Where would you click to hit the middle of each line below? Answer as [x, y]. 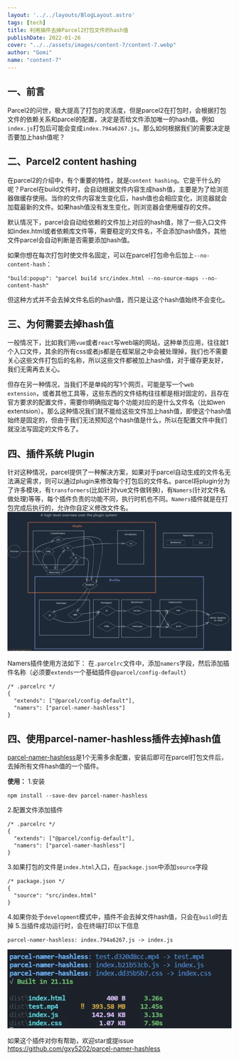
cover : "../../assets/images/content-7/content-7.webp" [92, 45]
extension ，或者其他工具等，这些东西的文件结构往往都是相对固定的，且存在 [118, 393]
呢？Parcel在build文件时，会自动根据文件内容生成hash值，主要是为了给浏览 [118, 189]
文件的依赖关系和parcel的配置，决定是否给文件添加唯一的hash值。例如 [111, 119]
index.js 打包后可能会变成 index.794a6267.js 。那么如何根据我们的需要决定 [116, 128]
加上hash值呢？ [42, 137]
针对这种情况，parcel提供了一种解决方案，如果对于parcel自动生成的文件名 [116, 472]
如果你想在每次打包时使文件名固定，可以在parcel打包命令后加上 [101, 255]
